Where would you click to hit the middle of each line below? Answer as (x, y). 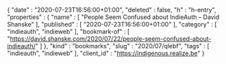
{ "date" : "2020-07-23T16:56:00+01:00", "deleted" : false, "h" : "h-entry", (112, 10)
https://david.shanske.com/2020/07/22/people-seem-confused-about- (111, 39)
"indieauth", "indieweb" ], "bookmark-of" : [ (68, 31)
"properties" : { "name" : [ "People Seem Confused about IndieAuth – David (113, 17)
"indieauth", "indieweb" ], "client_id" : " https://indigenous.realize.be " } (106, 53)
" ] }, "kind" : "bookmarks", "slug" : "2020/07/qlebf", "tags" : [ (123, 46)
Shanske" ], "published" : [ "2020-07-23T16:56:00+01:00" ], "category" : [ (112, 24)
